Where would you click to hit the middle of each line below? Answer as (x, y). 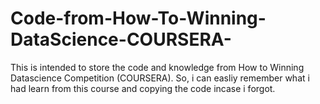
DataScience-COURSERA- (121, 39)
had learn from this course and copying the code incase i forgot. (143, 88)
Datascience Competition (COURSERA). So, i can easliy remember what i (160, 78)
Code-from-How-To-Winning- (138, 18)
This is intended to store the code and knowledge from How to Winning (157, 67)
